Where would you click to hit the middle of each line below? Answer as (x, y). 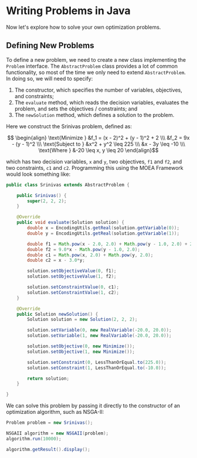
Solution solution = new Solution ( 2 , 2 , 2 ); (82, 320)
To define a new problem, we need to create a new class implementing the (96, 59)
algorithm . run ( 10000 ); (34, 439)
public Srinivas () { (42, 195)
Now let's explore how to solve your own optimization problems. (84, 27)
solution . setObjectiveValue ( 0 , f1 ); (72, 271)
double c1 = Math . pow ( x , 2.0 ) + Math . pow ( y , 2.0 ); (90, 255)
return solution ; (48, 378)
